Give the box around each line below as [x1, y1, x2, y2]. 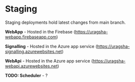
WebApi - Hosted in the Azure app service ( [5, 58, 93, 64]
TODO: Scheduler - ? [5, 72, 48, 78]
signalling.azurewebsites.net [5, 49, 62, 54]
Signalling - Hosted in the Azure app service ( [5, 43, 98, 49]
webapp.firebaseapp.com [5, 34, 57, 40]
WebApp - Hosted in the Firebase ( [5, 29, 75, 34]
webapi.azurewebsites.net [5, 63, 58, 69]
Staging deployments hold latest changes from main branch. [5, 19, 126, 25]
